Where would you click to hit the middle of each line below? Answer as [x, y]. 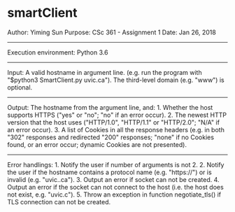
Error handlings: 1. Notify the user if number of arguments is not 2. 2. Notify [116, 164]
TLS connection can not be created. [59, 202]
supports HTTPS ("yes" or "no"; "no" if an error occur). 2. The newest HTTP [117, 115]
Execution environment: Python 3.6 [58, 52]
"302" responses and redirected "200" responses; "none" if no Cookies [111, 137]
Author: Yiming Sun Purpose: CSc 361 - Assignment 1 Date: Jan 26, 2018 [112, 32]
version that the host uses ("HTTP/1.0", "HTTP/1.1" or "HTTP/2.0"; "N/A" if [114, 122]
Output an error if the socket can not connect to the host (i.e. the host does [115, 187]
